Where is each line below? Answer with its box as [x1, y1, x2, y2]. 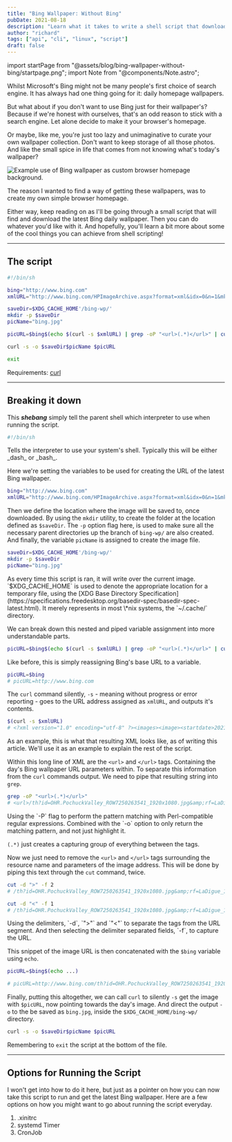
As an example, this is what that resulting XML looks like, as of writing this [7, 737, 217, 746]
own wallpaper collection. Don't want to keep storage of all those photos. [7, 138, 215, 146]
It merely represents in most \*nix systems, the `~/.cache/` [42, 603, 208, 612]
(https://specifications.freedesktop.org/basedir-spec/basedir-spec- [7, 597, 200, 605]
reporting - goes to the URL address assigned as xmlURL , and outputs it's [7, 697, 213, 706]
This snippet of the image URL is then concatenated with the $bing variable [7, 947, 221, 956]
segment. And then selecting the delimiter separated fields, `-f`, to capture [7, 927, 219, 935]
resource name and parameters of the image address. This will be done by [7, 860, 220, 869]
